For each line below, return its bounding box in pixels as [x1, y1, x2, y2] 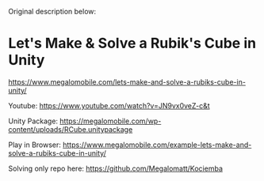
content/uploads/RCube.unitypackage [8, 124, 133, 134]
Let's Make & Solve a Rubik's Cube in [8, 35, 256, 52]
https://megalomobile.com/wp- [59, 116, 162, 126]
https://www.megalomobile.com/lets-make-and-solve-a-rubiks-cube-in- [8, 77, 246, 86]
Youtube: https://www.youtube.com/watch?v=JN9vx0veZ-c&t [8, 100, 210, 110]
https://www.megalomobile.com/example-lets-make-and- [62, 140, 252, 149]
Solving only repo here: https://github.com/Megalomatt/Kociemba [8, 164, 224, 173]
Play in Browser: [8, 140, 62, 149]
